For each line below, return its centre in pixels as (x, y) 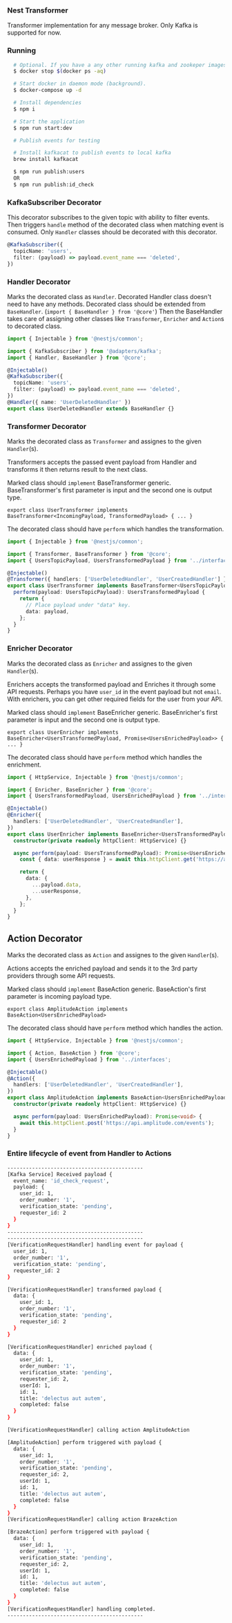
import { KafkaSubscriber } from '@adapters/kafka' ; (85, 351)
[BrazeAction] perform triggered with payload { (78, 1532)
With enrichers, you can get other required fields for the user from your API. (115, 699)
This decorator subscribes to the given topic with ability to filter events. (108, 218)
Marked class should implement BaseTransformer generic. (89, 483)
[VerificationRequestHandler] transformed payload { (85, 1289)
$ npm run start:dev (43, 128)
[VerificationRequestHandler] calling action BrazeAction (92, 1519)
